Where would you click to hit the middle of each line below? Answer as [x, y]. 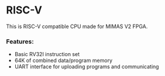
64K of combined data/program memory [63, 61]
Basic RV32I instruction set [47, 54]
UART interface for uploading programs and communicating [87, 67]
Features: [20, 42]
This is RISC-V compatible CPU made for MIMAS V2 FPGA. [77, 26]
